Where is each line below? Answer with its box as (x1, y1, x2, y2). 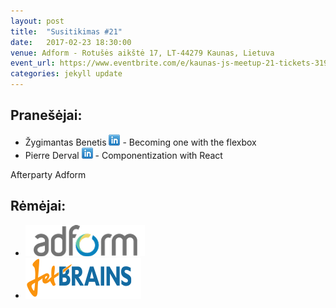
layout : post (10, 16, 65, 26)
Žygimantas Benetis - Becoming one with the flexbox (24, 136, 257, 148)
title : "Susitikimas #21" (10, 26, 123, 37)
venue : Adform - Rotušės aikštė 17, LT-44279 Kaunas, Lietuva (10, 48, 275, 58)
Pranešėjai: (10, 107, 83, 124)
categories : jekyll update (10, 69, 123, 79)
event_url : (10, 58, 56, 69)
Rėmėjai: (10, 198, 67, 215)
